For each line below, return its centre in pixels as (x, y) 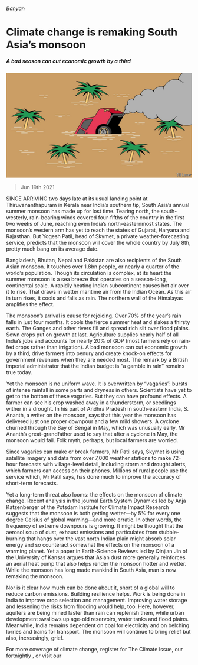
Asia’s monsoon (46, 45)
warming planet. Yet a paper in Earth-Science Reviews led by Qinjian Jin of (97, 551)
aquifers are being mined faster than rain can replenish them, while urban (95, 613)
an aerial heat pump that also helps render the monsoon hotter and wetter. (96, 564)
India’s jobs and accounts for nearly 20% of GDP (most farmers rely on (92, 341)
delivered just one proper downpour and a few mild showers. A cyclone (93, 421)
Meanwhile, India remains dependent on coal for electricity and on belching (98, 625)
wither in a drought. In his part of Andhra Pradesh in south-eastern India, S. (98, 409)
